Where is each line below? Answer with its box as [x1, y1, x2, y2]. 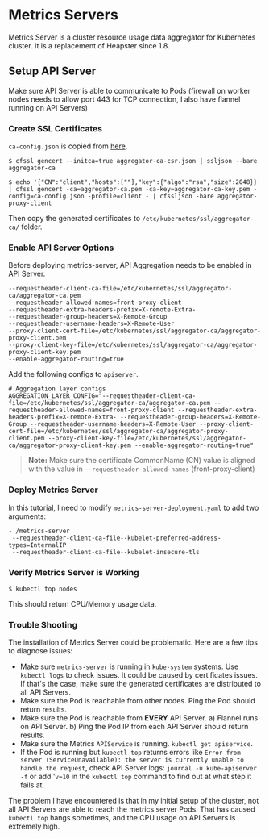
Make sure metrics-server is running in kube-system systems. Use [19, 662, 239, 671]
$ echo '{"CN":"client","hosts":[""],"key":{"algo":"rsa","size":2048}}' [8, 178, 262, 186]
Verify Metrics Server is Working [8, 566, 139, 578]
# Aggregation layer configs [8, 385, 106, 393]
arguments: [8, 511, 47, 521]
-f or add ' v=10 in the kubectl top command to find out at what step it [19, 772, 252, 782]
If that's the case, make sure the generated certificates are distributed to [19, 679, 262, 689]
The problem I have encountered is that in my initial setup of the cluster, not [8, 796, 259, 806]
